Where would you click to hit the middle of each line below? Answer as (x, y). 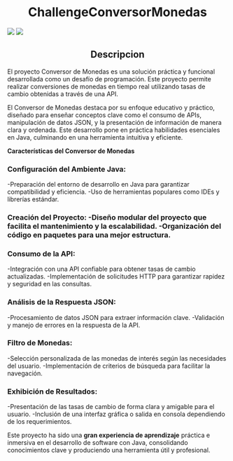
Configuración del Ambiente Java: (67, 169)
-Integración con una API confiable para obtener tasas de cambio (101, 269)
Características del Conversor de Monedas (71, 151)
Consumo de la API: (41, 253)
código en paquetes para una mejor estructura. (89, 234)
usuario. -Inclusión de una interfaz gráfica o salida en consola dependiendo (116, 414)
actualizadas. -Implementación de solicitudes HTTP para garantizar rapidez (116, 276)
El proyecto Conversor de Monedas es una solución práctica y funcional (111, 72)
